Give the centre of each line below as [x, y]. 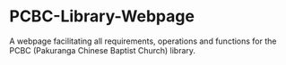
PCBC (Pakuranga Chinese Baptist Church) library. [102, 50]
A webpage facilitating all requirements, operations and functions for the [143, 41]
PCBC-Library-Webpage [102, 16]
